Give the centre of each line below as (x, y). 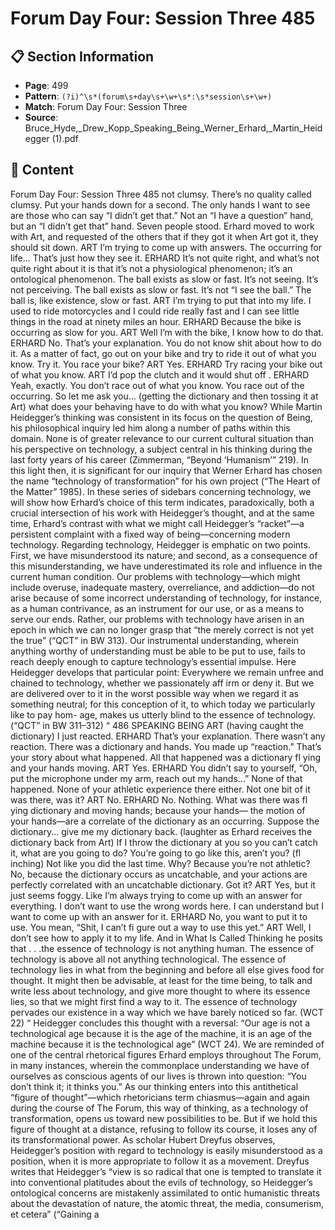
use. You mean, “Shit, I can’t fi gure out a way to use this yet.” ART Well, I (161, 927)
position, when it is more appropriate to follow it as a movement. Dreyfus (160, 1161)
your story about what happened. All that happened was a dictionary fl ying (165, 757)
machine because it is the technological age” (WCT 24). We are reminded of (167, 1044)
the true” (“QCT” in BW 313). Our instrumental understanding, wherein (155, 640)
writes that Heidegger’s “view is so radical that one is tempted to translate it (166, 1171)
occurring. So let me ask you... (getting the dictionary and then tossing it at (164, 396)
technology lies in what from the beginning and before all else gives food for (167, 969)
